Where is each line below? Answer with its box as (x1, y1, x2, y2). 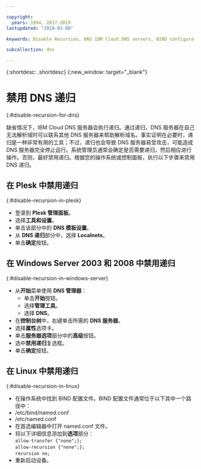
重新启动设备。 (14, 456, 52, 464)
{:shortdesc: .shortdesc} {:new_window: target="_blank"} (6, 68, 148, 75)
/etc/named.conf (14, 415, 57, 422)
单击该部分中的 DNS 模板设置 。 (14, 224, 92, 231)
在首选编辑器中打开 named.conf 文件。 (14, 422, 111, 429)
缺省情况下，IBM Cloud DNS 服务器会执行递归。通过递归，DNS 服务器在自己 (6, 124, 195, 131)
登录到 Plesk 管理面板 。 (14, 209, 74, 216)
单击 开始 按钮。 (23, 294, 61, 301)
